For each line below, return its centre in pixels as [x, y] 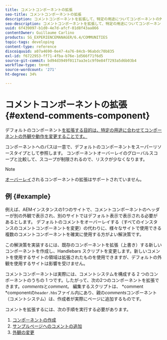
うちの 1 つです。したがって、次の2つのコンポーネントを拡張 [93, 280]
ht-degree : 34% [21, 74]
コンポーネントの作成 [34, 320]
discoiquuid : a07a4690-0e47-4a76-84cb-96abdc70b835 [60, 51]
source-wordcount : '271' [31, 70]
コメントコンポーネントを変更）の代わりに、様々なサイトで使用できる [90, 228]
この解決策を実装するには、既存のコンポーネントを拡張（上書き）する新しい [83, 245]
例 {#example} [28, 197]
